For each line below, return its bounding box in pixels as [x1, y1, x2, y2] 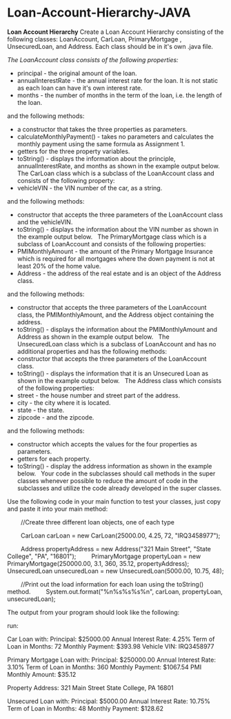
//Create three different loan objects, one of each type [20, 518, 174, 526]
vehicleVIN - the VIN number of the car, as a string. [17, 184, 163, 192]
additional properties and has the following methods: [17, 347, 168, 355]
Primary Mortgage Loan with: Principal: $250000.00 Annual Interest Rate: [7, 656, 216, 664]
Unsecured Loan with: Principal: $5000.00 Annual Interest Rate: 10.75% [7, 697, 211, 705]
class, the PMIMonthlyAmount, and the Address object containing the [17, 311, 214, 319]
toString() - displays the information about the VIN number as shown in [17, 225, 219, 233]
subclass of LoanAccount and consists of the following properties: [17, 239, 206, 248]
